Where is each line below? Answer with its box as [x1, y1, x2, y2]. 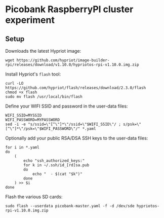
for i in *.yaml [5, 145, 39, 150]
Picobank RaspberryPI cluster [5, 4, 134, 15]
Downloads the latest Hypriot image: [5, 48, 81, 54]
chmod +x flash [5, 90, 37, 95]
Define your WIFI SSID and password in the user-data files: [5, 103, 128, 109]
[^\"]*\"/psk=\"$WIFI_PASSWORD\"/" [5, 126, 80, 131]
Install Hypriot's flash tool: [5, 71, 61, 77]
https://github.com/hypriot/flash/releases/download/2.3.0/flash [5, 85, 146, 90]
